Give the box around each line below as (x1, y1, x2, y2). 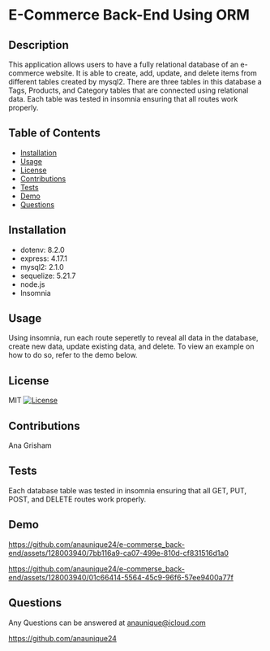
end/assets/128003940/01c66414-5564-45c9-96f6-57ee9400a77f (8, 572, 234, 582)
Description (8, 38, 69, 52)
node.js (19, 279, 46, 289)
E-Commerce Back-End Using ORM (8, 6, 250, 24)
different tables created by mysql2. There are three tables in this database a (8, 77, 262, 86)
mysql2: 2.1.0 (19, 262, 65, 271)
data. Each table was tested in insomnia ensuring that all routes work (8, 94, 238, 103)
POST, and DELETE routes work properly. (8, 494, 147, 504)
